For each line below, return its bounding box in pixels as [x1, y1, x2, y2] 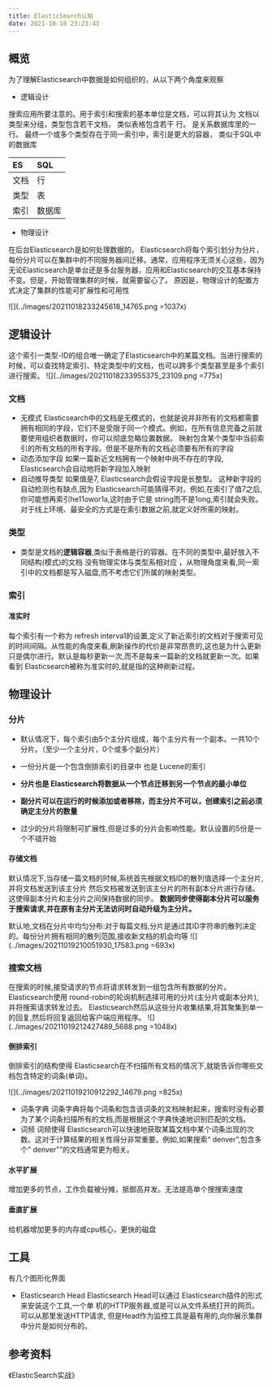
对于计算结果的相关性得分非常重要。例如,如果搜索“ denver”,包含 [41, 1135, 255, 1145]
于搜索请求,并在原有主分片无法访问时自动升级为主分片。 [8, 903, 196, 913]
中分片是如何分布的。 [19, 1321, 92, 1331]
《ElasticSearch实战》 [8, 1371, 79, 1380]
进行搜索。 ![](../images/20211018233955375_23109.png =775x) [8, 371, 223, 380]
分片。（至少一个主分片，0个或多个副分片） [19, 744, 164, 754]
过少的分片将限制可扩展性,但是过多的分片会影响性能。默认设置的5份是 [19, 823, 255, 833]
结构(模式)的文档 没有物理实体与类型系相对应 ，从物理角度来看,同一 [27, 557, 253, 567]
